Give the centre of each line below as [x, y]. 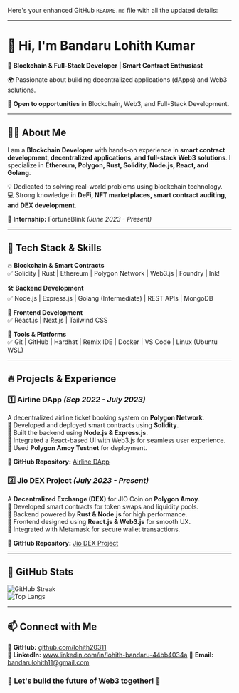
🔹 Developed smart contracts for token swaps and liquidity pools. [103, 506]
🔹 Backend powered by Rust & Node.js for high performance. [97, 514]
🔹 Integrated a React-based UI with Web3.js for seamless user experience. [117, 440]
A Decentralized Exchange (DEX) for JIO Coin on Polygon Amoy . [104, 499]
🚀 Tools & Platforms [37, 334]
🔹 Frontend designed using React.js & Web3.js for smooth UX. [99, 521]
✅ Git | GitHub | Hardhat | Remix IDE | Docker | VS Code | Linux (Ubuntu [113, 342]
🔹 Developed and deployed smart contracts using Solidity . [93, 425]
